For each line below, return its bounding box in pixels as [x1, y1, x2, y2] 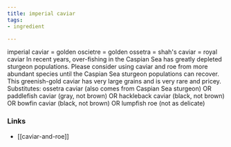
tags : [7, 17, 23, 23]
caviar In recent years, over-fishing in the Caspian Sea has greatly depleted [7, 55, 223, 63]
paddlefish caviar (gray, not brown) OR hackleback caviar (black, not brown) [7, 92, 225, 100]
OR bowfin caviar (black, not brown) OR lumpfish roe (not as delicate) [7, 99, 205, 108]
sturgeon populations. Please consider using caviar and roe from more [7, 63, 208, 71]
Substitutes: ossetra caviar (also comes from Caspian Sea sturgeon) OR [7, 84, 212, 93]
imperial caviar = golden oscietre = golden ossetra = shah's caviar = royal [7, 48, 218, 56]
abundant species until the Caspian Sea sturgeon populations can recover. [7, 70, 219, 78]
